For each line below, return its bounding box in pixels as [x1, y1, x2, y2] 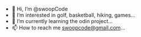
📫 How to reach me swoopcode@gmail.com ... [11, 24, 126, 31]
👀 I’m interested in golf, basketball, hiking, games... [11, 12, 136, 18]
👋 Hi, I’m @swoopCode [11, 6, 68, 12]
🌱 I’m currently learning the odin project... [11, 18, 113, 24]
